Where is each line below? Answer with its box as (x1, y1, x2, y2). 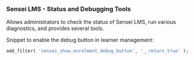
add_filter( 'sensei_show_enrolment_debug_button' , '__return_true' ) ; (6, 48, 189, 54)
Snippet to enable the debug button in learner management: (6, 37, 154, 44)
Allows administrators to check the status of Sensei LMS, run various (6, 19, 177, 26)
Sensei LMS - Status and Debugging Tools (6, 5, 131, 13)
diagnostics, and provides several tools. (6, 25, 105, 32)
